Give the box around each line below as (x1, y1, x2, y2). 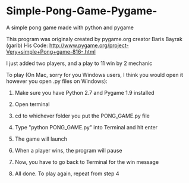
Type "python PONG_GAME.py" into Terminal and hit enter (14, 123, 158, 131)
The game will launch (14, 135, 67, 142)
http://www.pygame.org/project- (49, 42, 129, 49)
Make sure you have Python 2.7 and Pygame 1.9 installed (14, 89, 155, 96)
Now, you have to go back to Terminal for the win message (14, 158, 159, 165)
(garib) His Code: (6, 42, 49, 49)
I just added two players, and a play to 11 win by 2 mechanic (6, 60, 153, 67)
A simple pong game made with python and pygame (6, 24, 134, 31)
